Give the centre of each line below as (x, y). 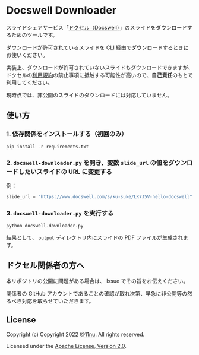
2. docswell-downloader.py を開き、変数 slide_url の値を (87, 163)
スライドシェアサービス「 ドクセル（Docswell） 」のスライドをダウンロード (97, 27)
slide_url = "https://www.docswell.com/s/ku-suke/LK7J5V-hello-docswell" (99, 196)
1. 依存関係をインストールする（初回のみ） (67, 134)
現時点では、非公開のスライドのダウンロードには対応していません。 (89, 95)
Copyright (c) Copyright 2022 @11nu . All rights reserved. (75, 334)
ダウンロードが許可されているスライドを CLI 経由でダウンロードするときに (97, 47)
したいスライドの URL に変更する (65, 172)
